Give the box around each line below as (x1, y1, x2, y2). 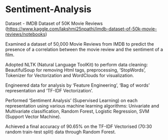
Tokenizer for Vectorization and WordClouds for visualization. (5, 72, 134, 78)
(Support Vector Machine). (5, 113, 61, 120)
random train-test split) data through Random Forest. (5, 128, 116, 135)
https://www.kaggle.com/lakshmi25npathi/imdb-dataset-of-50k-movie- (7, 25, 157, 31)
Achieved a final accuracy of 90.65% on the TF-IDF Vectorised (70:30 (5, 123, 152, 129)
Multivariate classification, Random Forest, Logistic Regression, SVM (5, 108, 149, 114)
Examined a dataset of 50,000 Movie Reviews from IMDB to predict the (5, 41, 154, 47)
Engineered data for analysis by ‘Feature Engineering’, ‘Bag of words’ (5, 82, 150, 88)
